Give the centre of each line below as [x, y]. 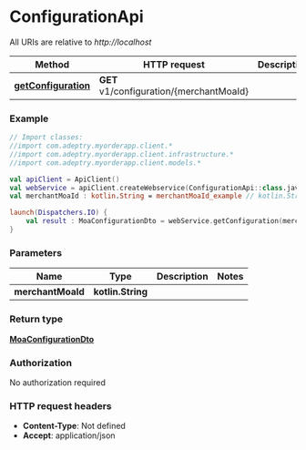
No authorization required [58, 382]
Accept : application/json [69, 435]
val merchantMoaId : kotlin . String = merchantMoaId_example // [132, 196]
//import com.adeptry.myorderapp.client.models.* [106, 163]
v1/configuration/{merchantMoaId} [174, 91]
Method [52, 64]
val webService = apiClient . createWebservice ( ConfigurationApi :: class [146, 188]
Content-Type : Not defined [74, 426]
